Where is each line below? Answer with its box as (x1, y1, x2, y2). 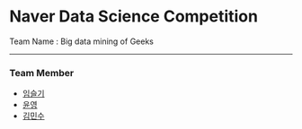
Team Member (9, 66, 75, 79)
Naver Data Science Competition (9, 6, 259, 27)
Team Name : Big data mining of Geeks (9, 36, 155, 47)
